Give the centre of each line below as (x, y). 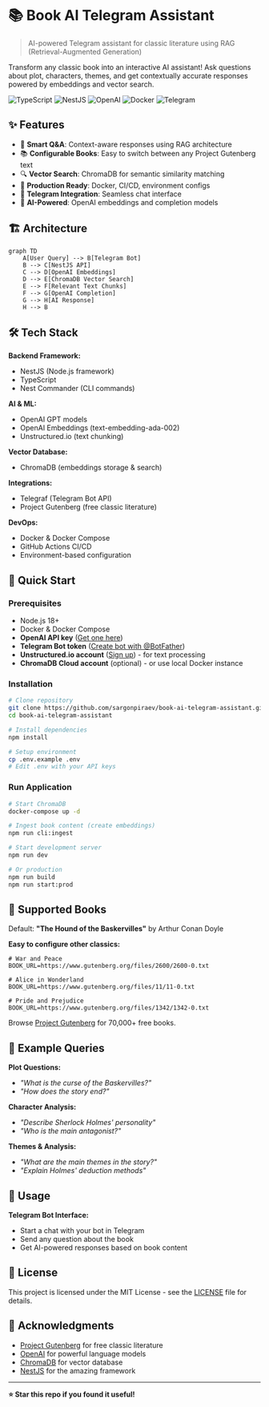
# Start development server (55, 848)
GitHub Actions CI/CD (56, 546)
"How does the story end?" (64, 1091)
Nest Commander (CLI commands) (77, 389)
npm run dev (28, 855)
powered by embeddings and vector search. (81, 84)
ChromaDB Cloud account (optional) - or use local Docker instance (131, 663)
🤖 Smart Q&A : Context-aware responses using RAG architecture (126, 144)
